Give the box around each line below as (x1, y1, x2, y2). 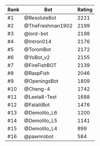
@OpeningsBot (24, 78, 59, 84)
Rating (77, 6, 93, 13)
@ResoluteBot (24, 15, 57, 21)
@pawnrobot (24, 133, 54, 140)
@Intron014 (24, 38, 52, 45)
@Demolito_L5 (24, 117, 57, 124)
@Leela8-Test (24, 93, 57, 100)
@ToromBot (24, 46, 51, 53)
